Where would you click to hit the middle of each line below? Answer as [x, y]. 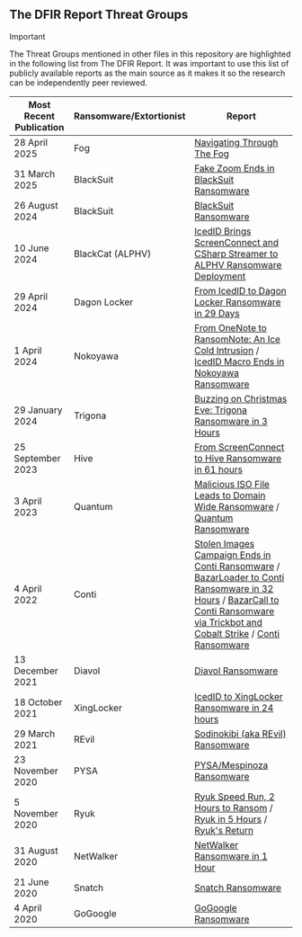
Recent [40, 116]
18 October [38, 702]
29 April [31, 296]
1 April [28, 350]
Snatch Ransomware [238, 888]
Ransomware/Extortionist [129, 116]
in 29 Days [217, 313]
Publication [40, 127]
